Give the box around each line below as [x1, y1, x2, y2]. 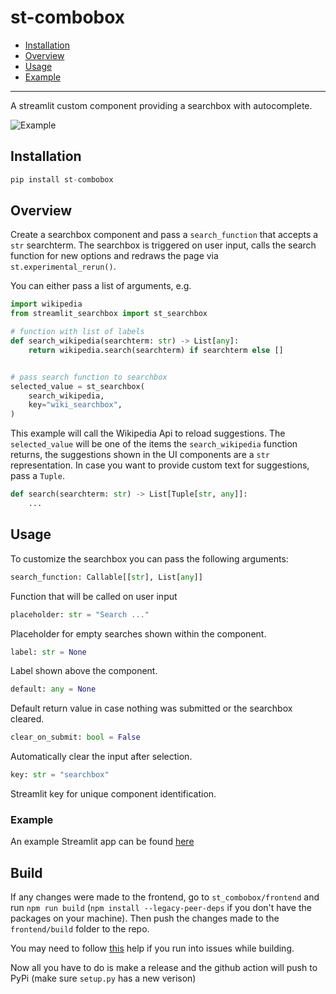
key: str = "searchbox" [10, 770, 110, 780]
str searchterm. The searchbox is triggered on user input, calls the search [10, 239, 317, 251]
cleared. [10, 713, 45, 725]
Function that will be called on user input [10, 590, 178, 602]
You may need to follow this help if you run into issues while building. [10, 942, 295, 955]
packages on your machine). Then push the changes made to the [10, 912, 280, 925]
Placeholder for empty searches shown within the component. [10, 627, 267, 640]
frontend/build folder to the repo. [10, 923, 150, 935]
